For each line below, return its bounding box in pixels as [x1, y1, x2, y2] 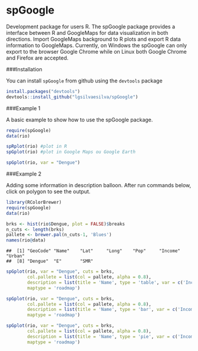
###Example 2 [6, 170, 42, 177]
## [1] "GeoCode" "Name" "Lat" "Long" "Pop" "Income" [6, 248, 181, 254]
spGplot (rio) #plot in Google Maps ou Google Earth [6, 149, 136, 155]
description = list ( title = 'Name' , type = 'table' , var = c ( [27, 279, 183, 286]
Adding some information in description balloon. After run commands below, [6, 182, 192, 189]
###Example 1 [6, 104, 41, 112]
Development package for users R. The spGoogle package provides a [6, 23, 176, 30]
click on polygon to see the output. [6, 188, 91, 195]
